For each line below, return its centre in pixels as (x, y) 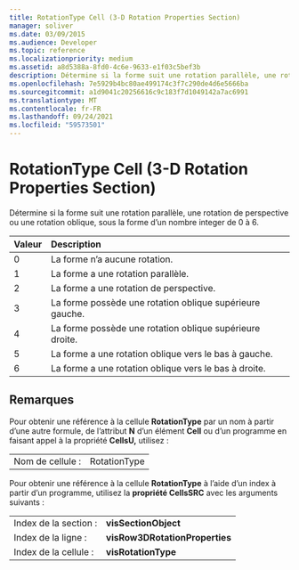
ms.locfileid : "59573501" (57, 126)
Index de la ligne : (50, 537)
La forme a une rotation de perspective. (133, 288)
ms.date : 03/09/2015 (48, 34)
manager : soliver (41, 26)
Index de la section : (56, 523)
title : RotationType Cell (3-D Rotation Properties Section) (125, 17)
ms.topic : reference (48, 51)
